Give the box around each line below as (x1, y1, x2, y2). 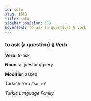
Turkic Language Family (5, 90, 54, 96)
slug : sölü (5, 12, 27, 17)
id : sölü (5, 7, 23, 12)
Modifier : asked (5, 71, 38, 77)
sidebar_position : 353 (5, 20, 51, 26)
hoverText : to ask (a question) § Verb (5, 25, 87, 30)
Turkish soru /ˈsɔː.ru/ (5, 81, 46, 87)
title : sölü (5, 16, 29, 21)
